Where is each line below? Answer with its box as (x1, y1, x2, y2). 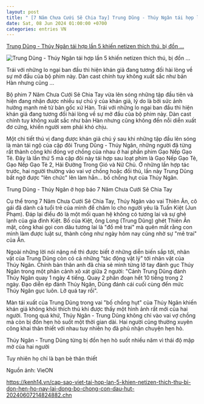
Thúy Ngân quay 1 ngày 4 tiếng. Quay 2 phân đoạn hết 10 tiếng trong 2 (6, 274, 183, 282)
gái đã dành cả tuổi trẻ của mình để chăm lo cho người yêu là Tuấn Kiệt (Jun (6, 204, 197, 211)
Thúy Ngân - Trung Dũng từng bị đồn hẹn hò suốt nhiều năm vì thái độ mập (6, 336, 195, 344)
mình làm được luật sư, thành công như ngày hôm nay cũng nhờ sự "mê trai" (6, 230, 197, 238)
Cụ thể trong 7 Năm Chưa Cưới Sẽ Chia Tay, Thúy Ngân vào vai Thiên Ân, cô (6, 197, 197, 205)
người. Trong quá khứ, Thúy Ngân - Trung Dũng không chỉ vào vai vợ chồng (6, 312, 196, 319)
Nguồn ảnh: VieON (6, 367, 53, 374)
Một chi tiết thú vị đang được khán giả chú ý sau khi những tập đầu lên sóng (6, 135, 196, 143)
